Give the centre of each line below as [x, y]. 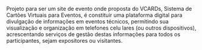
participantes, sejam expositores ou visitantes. [64, 41]
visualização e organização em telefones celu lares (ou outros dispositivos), [101, 28]
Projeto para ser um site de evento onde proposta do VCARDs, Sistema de [99, 9]
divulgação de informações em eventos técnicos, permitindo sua [88, 21]
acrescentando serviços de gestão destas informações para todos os [93, 34]
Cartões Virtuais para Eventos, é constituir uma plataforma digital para [94, 15]
